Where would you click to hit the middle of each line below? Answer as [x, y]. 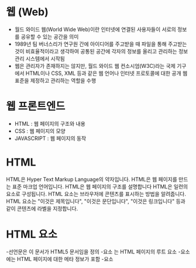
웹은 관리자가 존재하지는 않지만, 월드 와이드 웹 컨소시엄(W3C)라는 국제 [95, 66]
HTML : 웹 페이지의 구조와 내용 [50, 123]
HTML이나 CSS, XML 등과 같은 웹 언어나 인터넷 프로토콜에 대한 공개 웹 [106, 73]
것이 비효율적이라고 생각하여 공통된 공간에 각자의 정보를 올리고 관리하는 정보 [101, 51]
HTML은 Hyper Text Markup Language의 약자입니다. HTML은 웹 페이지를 [92, 179]
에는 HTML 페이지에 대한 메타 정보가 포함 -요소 [60, 259]
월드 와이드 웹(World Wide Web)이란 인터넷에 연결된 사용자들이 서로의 [95, 29]
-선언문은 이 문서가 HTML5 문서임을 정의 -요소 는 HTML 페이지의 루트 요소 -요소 [98, 252]
